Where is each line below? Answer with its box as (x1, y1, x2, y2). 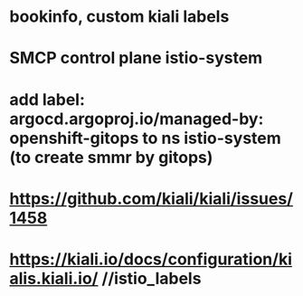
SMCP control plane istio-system (9, 48, 263, 69)
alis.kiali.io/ (9, 268, 99, 289)
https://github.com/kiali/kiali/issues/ (9, 188, 294, 209)
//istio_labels (101, 268, 202, 289)
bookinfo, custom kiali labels (9, 6, 230, 27)
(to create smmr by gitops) (9, 147, 213, 167)
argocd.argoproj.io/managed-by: (9, 109, 264, 129)
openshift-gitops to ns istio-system (9, 128, 282, 148)
